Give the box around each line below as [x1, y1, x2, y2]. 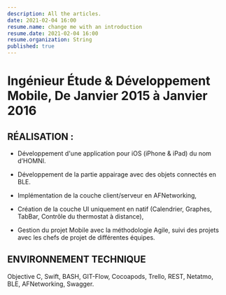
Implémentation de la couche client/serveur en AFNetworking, [17, 191, 197, 200]
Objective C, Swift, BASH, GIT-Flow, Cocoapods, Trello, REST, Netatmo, [7, 272, 213, 280]
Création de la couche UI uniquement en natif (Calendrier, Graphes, [17, 205, 212, 213]
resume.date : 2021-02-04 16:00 [7, 29, 99, 37]
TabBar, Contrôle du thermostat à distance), [17, 212, 144, 221]
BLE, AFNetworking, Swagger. [7, 280, 94, 288]
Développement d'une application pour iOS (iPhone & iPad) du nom [17, 149, 212, 158]
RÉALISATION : [7, 130, 74, 142]
